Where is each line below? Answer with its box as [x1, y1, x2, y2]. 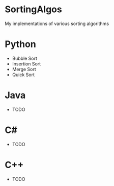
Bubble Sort [12, 55, 38, 61]
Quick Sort [12, 72, 35, 78]
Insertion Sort [12, 60, 41, 67]
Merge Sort [12, 66, 36, 72]
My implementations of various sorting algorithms [5, 20, 109, 27]
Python [5, 38, 36, 50]
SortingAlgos [5, 4, 62, 15]
